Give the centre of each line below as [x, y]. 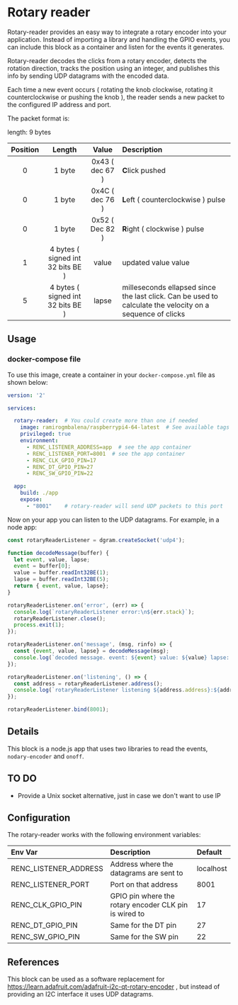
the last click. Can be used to [170, 296]
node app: [22, 527]
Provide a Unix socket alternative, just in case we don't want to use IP [119, 795]
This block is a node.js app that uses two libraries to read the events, [108, 748]
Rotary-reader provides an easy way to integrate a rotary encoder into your [117, 32]
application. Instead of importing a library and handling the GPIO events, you [119, 39]
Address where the [142, 864]
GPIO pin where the [142, 896]
